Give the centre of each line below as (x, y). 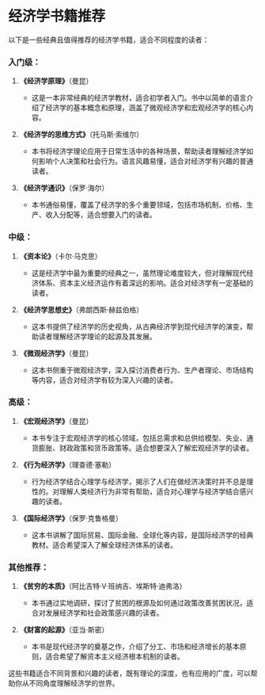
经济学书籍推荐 (57, 16)
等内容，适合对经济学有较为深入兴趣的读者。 (104, 380)
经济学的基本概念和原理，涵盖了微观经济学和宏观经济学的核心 (146, 108)
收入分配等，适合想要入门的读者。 (101, 215)
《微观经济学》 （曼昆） (56, 353)
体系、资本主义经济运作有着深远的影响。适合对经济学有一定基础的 (146, 283)
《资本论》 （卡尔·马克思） (61, 256)
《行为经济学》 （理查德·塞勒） (68, 464)
